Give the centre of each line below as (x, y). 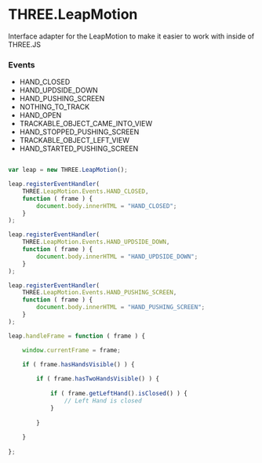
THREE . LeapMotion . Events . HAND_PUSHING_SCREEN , (100, 293)
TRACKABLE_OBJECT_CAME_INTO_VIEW (86, 124)
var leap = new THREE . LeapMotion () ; (68, 170)
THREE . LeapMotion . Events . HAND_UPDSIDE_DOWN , (96, 242)
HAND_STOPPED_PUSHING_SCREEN (79, 132)
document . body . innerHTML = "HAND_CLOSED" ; (107, 206)
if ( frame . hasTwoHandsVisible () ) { (98, 379)
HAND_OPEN (40, 115)
